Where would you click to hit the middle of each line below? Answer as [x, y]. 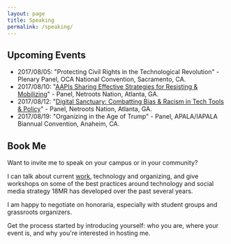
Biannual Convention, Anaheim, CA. [68, 124]
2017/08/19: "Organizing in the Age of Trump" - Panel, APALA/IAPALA [117, 117]
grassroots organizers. [40, 212]
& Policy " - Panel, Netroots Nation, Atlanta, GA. [84, 109]
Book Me [27, 146]
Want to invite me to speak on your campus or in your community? [103, 163]
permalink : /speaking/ [40, 27]
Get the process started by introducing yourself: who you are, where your [113, 225]
